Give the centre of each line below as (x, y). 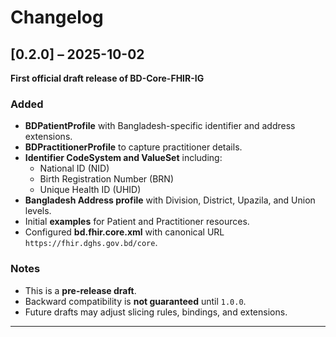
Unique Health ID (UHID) (90, 190)
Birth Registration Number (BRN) (107, 179)
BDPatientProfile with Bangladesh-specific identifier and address (160, 126)
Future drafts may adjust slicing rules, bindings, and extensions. (156, 312)
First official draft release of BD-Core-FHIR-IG (107, 78)
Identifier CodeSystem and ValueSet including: (123, 158)
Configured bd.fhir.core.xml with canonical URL (124, 232)
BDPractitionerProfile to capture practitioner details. (133, 147)
